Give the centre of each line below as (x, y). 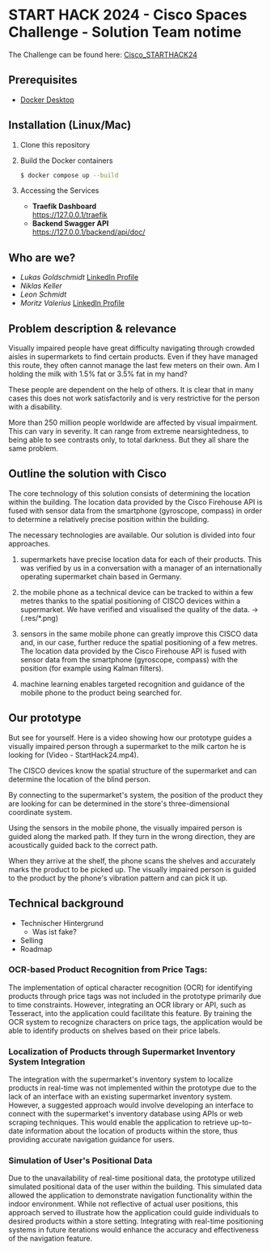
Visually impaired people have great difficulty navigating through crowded (131, 348)
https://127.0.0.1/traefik (70, 215)
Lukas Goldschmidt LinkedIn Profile (79, 277)
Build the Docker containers (66, 161)
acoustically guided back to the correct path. (83, 845)
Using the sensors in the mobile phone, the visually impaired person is (125, 828)
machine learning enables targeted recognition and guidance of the (132, 683)
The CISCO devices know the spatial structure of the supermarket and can (133, 770)
